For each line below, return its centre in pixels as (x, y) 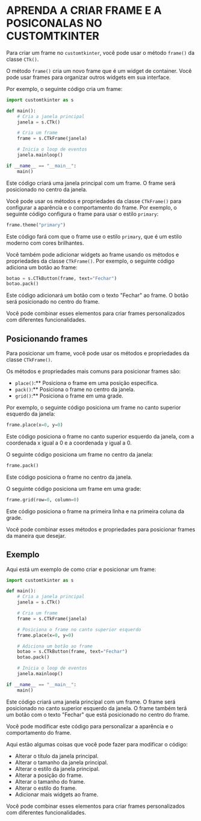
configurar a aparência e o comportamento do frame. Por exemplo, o (92, 207)
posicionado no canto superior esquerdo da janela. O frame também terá (97, 708)
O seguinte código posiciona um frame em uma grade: (74, 489)
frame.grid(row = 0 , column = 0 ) (43, 500)
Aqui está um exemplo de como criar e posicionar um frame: (81, 569)
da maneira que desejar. (36, 535)
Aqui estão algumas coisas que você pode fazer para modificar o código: (97, 744)
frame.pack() (23, 466)
